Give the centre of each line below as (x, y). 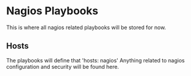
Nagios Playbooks (52, 11)
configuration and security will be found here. (62, 66)
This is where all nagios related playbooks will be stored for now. (86, 27)
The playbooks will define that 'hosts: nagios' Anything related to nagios (95, 60)
